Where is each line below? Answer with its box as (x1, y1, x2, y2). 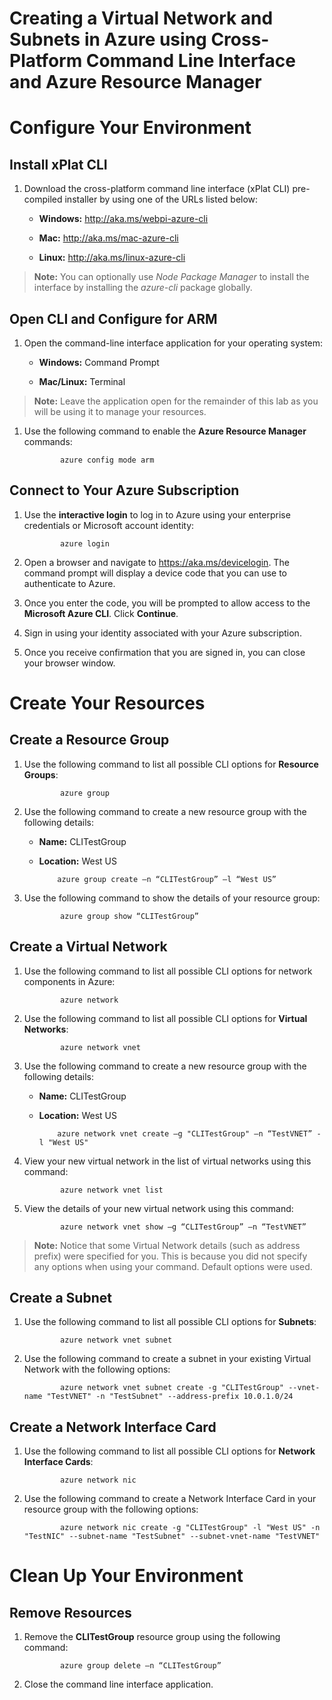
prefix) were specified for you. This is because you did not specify (33, 1250, 308, 1262)
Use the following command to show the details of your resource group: (23, 892, 321, 904)
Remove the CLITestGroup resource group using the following (23, 1631, 281, 1643)
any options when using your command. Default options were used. (33, 1260, 313, 1272)
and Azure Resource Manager (9, 71, 262, 94)
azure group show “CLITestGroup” (60, 911, 199, 921)
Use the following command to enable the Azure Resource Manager (23, 425, 307, 437)
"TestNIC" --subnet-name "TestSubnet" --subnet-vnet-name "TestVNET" (23, 1532, 321, 1542)
